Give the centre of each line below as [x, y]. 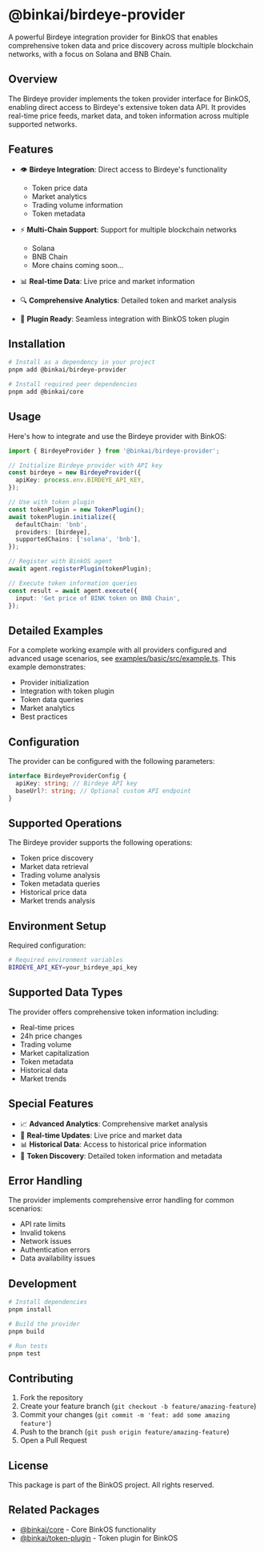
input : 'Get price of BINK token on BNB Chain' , [98, 598]
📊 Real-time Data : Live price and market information [107, 281]
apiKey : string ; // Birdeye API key [76, 783]
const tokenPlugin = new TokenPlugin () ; [77, 510]
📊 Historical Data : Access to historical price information [113, 1144]
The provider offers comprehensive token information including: [114, 1012]
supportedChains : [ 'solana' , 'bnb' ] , [78, 539]
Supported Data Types [66, 993]
